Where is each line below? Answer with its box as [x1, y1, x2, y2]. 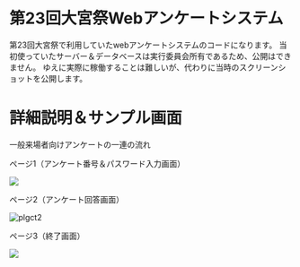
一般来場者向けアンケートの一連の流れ [9, 139, 151, 150]
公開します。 [40, 73, 88, 83]
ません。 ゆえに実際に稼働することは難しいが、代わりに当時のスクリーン [9, 62, 278, 73]
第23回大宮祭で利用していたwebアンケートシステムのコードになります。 [9, 39, 278, 50]
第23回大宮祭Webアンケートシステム [9, 8, 284, 29]
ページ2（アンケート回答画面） [9, 194, 124, 204]
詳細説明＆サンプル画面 [9, 108, 182, 128]
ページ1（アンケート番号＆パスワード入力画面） [9, 158, 186, 168]
